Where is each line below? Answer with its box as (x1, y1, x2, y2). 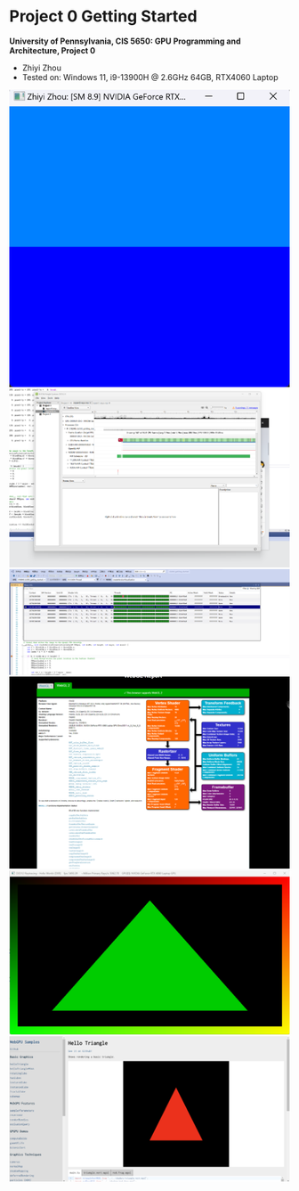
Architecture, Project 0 (9, 45, 96, 55)
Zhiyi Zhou (21, 62, 62, 73)
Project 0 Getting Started (9, 6, 198, 27)
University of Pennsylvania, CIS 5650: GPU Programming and (9, 36, 242, 46)
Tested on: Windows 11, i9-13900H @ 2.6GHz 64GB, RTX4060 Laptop (21, 71, 279, 82)
